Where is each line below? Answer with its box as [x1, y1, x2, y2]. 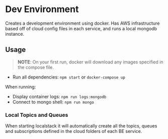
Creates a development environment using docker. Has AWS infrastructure [5, 20, 160, 26]
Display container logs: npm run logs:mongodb [12, 93, 107, 99]
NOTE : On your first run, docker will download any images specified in [17, 59, 163, 65]
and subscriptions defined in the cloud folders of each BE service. [5, 128, 142, 134]
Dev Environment [5, 4, 79, 15]
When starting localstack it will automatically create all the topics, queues [5, 123, 157, 129]
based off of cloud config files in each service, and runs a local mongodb [5, 25, 157, 31]
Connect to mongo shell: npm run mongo [12, 99, 94, 105]
